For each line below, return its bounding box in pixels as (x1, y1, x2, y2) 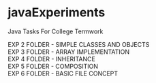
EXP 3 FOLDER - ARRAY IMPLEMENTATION (7, 48, 130, 56)
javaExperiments (7, 5, 106, 20)
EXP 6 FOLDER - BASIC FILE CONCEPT (7, 69, 119, 78)
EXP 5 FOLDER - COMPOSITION (7, 62, 98, 70)
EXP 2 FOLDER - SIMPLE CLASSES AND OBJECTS (7, 40, 150, 48)
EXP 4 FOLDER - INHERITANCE (7, 54, 96, 63)
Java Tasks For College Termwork (7, 27, 104, 35)
